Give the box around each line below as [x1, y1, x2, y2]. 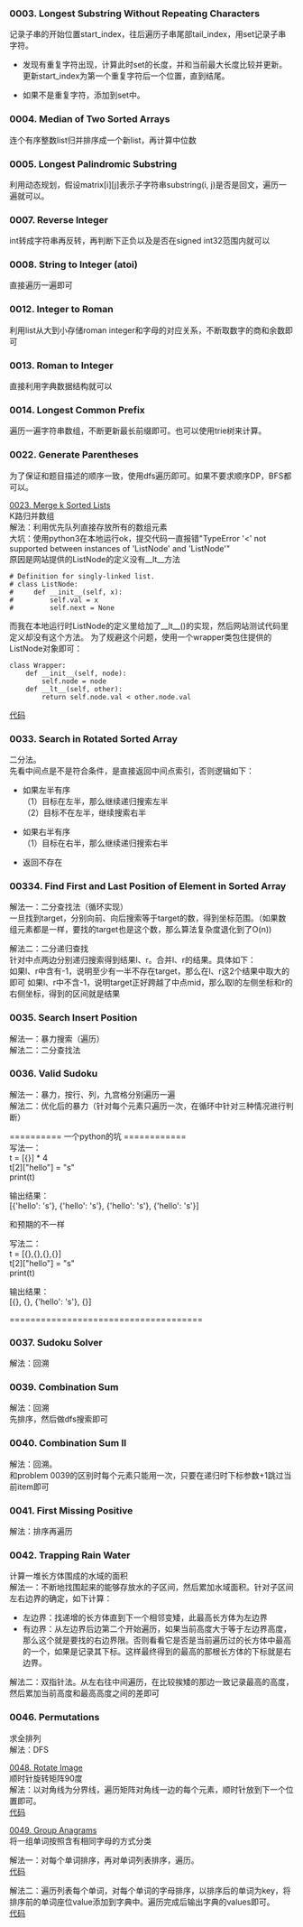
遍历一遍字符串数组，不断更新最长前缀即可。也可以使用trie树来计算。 [9, 425, 267, 436]
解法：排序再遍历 [9, 1526, 73, 1537]
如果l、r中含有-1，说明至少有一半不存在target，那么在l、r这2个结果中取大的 [9, 966, 290, 977]
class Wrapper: [9, 661, 67, 670]
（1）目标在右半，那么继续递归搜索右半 [22, 838, 169, 848]
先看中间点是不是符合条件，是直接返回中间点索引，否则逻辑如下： [9, 765, 254, 776]
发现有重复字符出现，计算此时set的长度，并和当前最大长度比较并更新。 [22, 60, 287, 70]
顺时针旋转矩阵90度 [9, 1773, 83, 1783]
